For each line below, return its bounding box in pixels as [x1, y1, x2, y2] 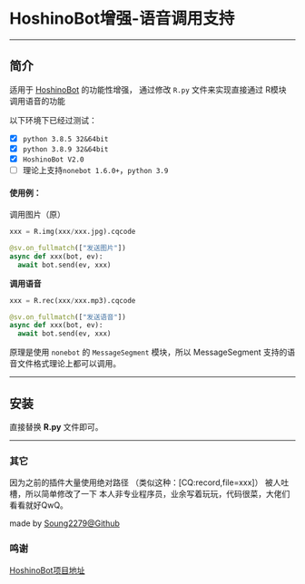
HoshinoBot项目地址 [9, 564, 85, 576]
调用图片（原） [9, 209, 65, 220]
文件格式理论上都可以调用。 [16, 358, 121, 369]
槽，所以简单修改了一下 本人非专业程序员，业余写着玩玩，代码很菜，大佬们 [9, 489, 290, 500]
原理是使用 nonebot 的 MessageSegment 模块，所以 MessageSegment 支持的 [9, 346, 288, 358]
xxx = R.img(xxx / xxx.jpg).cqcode [9, 228, 136, 237]
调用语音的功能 [9, 95, 65, 106]
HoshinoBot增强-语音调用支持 [9, 8, 235, 29]
